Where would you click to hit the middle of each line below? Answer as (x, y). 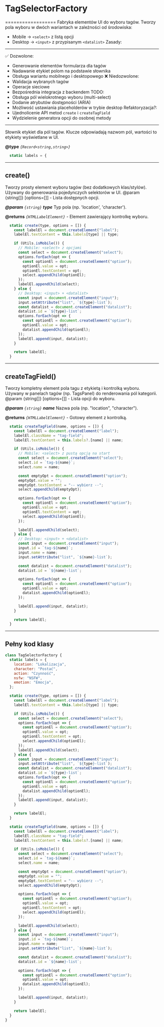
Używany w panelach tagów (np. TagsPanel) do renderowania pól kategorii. (81, 393)
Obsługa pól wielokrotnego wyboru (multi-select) (61, 97)
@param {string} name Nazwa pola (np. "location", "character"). (72, 408)
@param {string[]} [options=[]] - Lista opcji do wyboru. (60, 398)
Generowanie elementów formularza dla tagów (59, 65)
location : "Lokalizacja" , (40, 664)
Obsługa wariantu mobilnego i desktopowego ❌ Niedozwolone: (75, 76)
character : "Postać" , (36, 669)
